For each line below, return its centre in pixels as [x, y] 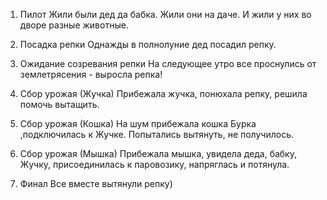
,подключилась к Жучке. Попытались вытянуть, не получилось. [156, 134]
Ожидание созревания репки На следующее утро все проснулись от [168, 63]
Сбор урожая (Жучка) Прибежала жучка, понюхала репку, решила [163, 93]
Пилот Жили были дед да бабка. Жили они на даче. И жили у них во [165, 14]
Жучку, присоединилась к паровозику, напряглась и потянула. [154, 164]
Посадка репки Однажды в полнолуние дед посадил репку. [148, 44]
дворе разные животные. [74, 25]
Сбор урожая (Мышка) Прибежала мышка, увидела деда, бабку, [158, 153]
